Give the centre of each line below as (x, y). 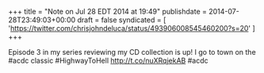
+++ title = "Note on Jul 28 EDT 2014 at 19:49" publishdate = (108, 12)
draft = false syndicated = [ (122, 20)
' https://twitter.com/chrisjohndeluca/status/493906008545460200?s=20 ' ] (132, 28)
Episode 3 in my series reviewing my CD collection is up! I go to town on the (132, 52)
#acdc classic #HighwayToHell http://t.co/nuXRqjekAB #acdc (108, 60)
